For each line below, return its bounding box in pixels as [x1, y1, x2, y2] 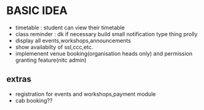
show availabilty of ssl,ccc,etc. [15, 43, 93, 51]
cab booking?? [15, 97, 53, 104]
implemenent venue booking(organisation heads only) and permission [15, 50, 192, 57]
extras [6, 74, 32, 84]
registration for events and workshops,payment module [15, 90, 156, 98]
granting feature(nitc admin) [15, 56, 87, 64]
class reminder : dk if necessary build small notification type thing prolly [15, 30, 198, 37]
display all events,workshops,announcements [15, 37, 131, 44]
